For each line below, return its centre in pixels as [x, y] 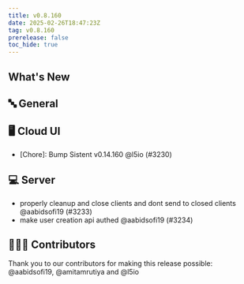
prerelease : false [38, 37]
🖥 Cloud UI [34, 131]
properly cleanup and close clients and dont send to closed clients [128, 203]
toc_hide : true [33, 45]
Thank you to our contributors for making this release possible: [111, 263]
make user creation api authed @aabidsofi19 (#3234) [106, 220]
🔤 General [34, 103]
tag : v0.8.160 [32, 30]
